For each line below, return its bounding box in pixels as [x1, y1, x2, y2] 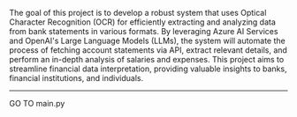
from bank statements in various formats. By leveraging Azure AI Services [9, 26, 278, 36]
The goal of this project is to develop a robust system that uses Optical [9, 8, 267, 18]
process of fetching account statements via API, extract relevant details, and [9, 45, 287, 55]
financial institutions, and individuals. [9, 73, 144, 83]
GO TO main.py [9, 99, 65, 108]
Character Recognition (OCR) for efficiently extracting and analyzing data [9, 17, 277, 27]
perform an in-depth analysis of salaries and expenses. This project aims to [9, 55, 285, 64]
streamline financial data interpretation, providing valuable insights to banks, [9, 63, 287, 74]
